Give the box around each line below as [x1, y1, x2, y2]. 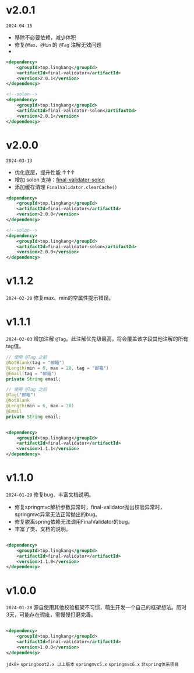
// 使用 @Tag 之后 [6, 387, 47, 393]
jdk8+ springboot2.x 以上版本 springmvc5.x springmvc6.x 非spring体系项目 [6, 661, 179, 667]
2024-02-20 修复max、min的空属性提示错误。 [6, 294, 114, 301]
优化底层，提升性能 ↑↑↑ [14, 169, 75, 176]
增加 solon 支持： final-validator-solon [14, 176, 105, 183]
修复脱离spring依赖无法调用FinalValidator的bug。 [14, 518, 133, 525]
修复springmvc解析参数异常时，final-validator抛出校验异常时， [14, 503, 165, 510]
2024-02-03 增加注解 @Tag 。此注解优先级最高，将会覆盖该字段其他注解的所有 [6, 335, 189, 342]
